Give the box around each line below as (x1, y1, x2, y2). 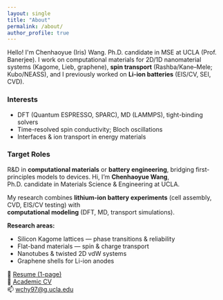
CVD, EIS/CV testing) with (7, 201, 81, 209)
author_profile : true (7, 29, 70, 37)
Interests (7, 94, 38, 104)
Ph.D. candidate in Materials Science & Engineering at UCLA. (7, 180, 180, 188)
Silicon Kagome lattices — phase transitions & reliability (17, 234, 175, 243)
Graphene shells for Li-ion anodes (17, 257, 115, 265)
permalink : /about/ (7, 23, 64, 30)
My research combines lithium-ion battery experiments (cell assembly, (7, 193, 212, 201)
